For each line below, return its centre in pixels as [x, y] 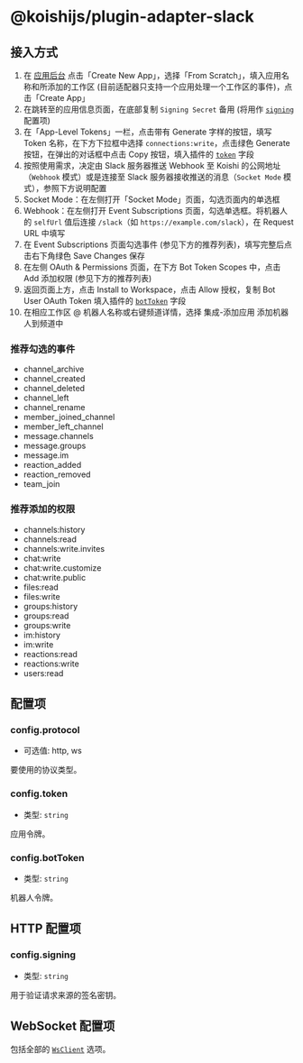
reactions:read [50, 654]
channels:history [54, 529]
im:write [38, 644]
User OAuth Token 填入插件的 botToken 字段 [105, 301]
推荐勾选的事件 [43, 349]
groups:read [46, 616]
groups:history [50, 606]
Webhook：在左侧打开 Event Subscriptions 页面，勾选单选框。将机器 [151, 211]
